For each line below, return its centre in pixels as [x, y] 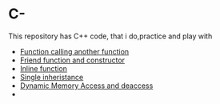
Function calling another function [74, 51]
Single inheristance [52, 77]
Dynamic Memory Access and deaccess [86, 86]
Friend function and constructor [72, 60]
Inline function [44, 68]
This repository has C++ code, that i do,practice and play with [110, 36]
